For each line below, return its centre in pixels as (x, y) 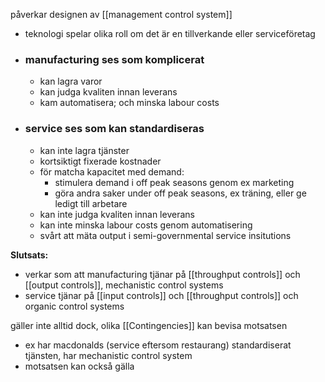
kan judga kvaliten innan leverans (108, 92)
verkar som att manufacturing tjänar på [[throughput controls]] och (162, 274)
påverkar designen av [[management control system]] (121, 14)
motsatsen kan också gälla (79, 366)
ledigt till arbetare (91, 203)
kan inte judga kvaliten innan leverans (117, 214)
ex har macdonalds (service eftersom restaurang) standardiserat (158, 345)
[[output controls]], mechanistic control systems (124, 285)
